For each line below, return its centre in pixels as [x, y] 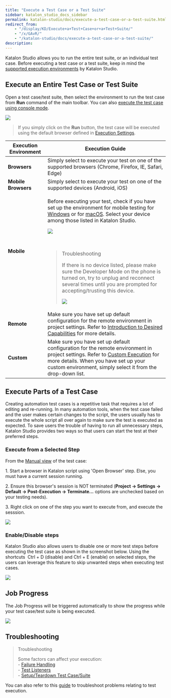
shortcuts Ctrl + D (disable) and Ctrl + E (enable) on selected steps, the [80, 557]
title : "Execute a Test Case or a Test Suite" [55, 10]
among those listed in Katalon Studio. [92, 220]
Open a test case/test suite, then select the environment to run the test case [85, 97]
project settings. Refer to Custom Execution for [103, 354]
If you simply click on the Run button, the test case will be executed [89, 127]
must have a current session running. [44, 476]
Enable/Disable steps [32, 535]
